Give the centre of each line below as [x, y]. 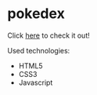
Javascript [36, 82]
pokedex [36, 14]
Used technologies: [39, 50]
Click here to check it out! [49, 35]
